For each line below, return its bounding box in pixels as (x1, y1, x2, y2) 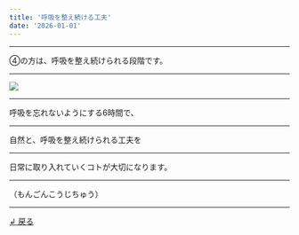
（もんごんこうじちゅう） (9, 188, 103, 200)
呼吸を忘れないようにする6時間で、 (9, 107, 139, 118)
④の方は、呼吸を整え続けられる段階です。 (9, 55, 168, 66)
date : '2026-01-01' (9, 21, 82, 30)
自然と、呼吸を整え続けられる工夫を (9, 134, 142, 145)
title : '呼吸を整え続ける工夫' (9, 12, 112, 22)
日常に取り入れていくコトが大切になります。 (9, 161, 173, 172)
